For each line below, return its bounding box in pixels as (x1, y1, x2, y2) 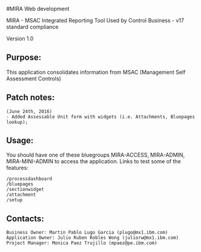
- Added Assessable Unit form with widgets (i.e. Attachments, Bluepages (6, 114, 196, 120)
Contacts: (6, 213, 45, 224)
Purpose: (6, 53, 42, 63)
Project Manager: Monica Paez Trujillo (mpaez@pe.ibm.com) (6, 240, 158, 247)
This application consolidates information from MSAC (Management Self (6, 68, 186, 76)
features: (6, 164, 29, 172)
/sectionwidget (6, 187, 45, 193)
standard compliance (6, 24, 59, 30)
